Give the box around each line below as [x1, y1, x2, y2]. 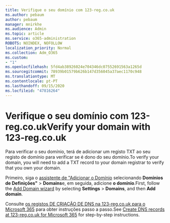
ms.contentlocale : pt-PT [5, 79, 58, 84]
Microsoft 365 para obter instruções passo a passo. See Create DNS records [5, 206, 165, 212]
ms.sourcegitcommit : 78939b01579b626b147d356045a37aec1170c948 [5, 69, 142, 75]
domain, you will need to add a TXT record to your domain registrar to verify [5, 159, 164, 166]
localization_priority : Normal [5, 45, 72, 51]
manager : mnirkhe [5, 21, 42, 27]
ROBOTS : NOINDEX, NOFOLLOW [5, 41, 62, 46]
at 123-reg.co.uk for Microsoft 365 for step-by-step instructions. [5, 212, 140, 218]
